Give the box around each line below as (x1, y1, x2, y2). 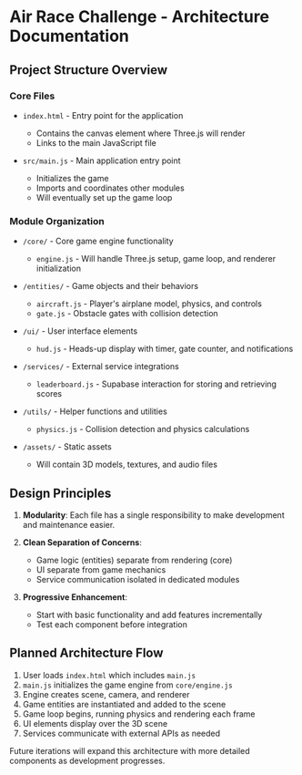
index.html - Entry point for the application (22, 109, 184, 120)
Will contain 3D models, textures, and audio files (35, 459, 218, 470)
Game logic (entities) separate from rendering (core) (35, 554, 233, 565)
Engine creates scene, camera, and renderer (22, 688, 190, 699)
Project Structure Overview (9, 62, 168, 77)
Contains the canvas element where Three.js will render (35, 128, 246, 139)
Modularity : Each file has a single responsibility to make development (22, 509, 285, 521)
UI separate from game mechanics (35, 563, 166, 575)
